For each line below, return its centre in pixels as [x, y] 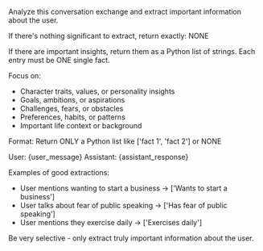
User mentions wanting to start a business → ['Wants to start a [123, 188]
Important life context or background [81, 125]
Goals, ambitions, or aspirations [72, 100]
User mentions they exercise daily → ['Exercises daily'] [111, 222]
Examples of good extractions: [59, 172]
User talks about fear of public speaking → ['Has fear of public [123, 205]
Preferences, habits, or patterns [73, 117]
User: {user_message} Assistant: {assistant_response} [99, 157]
